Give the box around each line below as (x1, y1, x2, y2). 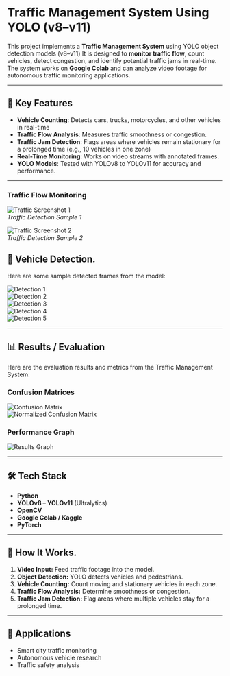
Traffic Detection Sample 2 (7, 234, 84, 242)
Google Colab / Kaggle (16, 514, 83, 522)
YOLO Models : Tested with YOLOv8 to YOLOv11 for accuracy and (16, 159, 201, 167)
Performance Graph (7, 427, 75, 437)
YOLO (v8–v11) (7, 19, 91, 35)
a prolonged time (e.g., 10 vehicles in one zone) (16, 145, 151, 153)
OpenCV (16, 506, 42, 515)
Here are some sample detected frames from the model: (7, 271, 166, 280)
